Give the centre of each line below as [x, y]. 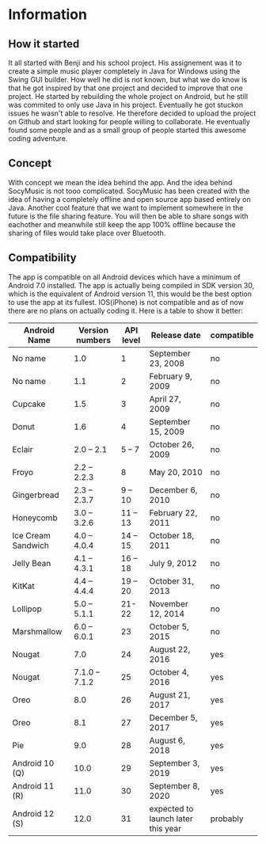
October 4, [169, 672]
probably [227, 819]
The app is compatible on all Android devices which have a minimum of [124, 277]
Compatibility [42, 258]
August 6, [167, 740]
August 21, [170, 694]
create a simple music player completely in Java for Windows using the [124, 71]
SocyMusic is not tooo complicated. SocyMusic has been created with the [129, 191]
